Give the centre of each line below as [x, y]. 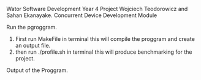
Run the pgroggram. [32, 27]
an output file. [33, 45]
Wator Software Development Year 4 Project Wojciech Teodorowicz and [97, 9]
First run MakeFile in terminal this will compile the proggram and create [105, 39]
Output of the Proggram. [37, 70]
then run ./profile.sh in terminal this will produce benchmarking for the [104, 52]
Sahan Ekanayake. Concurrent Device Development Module [82, 15]
